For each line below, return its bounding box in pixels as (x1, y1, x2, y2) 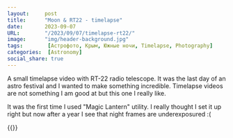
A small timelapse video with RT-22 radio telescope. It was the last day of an (7, 74, 226, 83)
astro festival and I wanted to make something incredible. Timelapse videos (7, 81, 224, 90)
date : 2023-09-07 (7, 23, 77, 30)
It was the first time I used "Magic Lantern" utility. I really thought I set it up (7, 102, 222, 111)
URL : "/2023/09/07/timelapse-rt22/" (7, 29, 136, 37)
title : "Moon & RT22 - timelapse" (7, 17, 123, 24)
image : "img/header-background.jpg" (7, 36, 129, 43)
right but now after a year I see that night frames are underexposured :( (7, 110, 211, 118)
